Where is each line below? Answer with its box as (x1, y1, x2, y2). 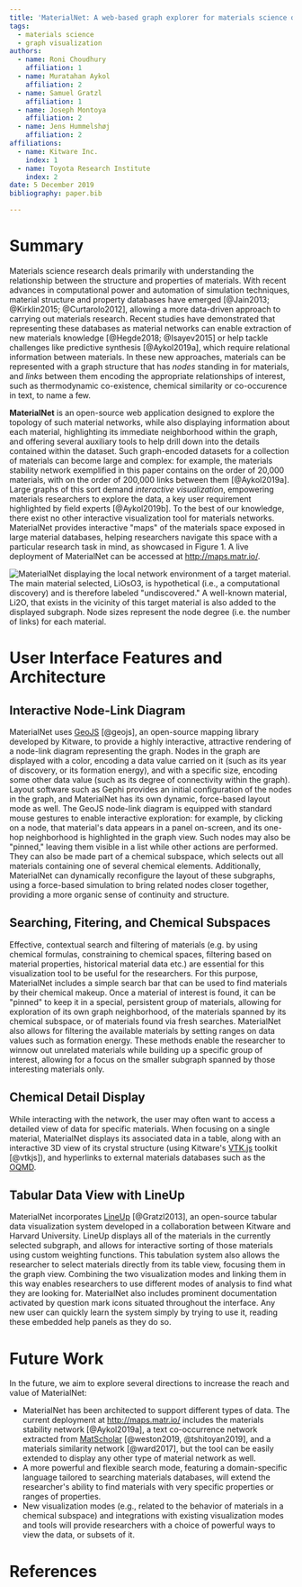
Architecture (9, 667, 106, 687)
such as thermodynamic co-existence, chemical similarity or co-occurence (9, 380, 288, 391)
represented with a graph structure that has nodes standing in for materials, (9, 361, 289, 372)
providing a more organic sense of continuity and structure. (9, 889, 230, 900)
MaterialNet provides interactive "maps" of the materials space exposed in (9, 521, 286, 532)
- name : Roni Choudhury (17, 55, 106, 64)
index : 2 (25, 172, 58, 181)
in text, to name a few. (9, 389, 92, 401)
